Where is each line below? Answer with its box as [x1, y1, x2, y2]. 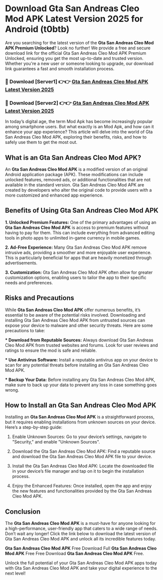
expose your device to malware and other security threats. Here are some [5, 322, 153, 328]
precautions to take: [5, 327, 45, 333]
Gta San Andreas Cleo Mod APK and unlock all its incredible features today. [5, 536, 157, 542]
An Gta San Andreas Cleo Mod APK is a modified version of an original [5, 166, 148, 172]
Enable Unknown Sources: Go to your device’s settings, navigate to [12, 434, 147, 440]
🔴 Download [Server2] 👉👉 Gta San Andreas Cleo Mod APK [5, 100, 149, 106]
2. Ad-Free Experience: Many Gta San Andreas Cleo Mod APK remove [5, 244, 147, 250]
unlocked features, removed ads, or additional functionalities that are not [5, 177, 151, 182]
